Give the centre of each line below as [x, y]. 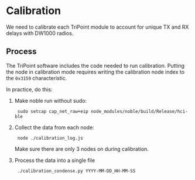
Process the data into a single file [55, 160]
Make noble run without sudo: [50, 101]
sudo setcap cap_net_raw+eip [53, 111]
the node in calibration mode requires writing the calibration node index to [95, 72]
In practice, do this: [29, 89]
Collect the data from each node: [54, 127]
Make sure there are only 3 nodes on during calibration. [82, 149]
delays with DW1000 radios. [40, 33]
